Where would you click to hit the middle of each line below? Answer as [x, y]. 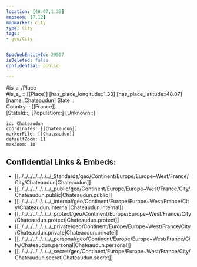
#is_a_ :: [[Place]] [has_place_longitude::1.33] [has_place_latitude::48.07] [94, 94]
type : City [19, 28]
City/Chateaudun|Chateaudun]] [53, 183]
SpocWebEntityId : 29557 [35, 55]
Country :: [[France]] [31, 106]
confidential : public [33, 65]
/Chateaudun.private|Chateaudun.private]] [66, 233]
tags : [13, 34]
